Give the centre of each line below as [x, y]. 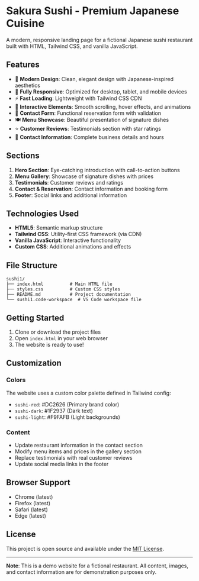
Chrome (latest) [34, 497]
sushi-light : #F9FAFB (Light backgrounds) [67, 417]
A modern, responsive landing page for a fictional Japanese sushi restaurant [99, 40]
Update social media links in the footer [62, 464]
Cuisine [25, 23]
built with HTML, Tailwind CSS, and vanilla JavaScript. [72, 46]
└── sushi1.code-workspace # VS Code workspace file [74, 300]
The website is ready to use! [49, 345]
